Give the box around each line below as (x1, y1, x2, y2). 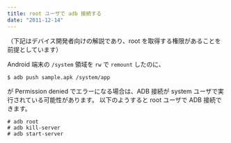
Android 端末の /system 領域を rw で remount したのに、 (7, 60, 165, 68)
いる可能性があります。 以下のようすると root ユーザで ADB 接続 (31, 95, 216, 104)
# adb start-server (7, 130, 64, 137)
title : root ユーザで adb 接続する (7, 10, 102, 17)
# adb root (7, 118, 39, 125)
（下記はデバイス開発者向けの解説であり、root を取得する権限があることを (7, 36, 221, 45)
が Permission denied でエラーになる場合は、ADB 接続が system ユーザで (7, 87, 218, 95)
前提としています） (7, 45, 63, 53)
